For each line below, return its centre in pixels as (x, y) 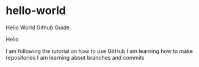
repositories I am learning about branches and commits (75, 57)
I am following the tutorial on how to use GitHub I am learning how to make (99, 51)
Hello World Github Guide (38, 27)
